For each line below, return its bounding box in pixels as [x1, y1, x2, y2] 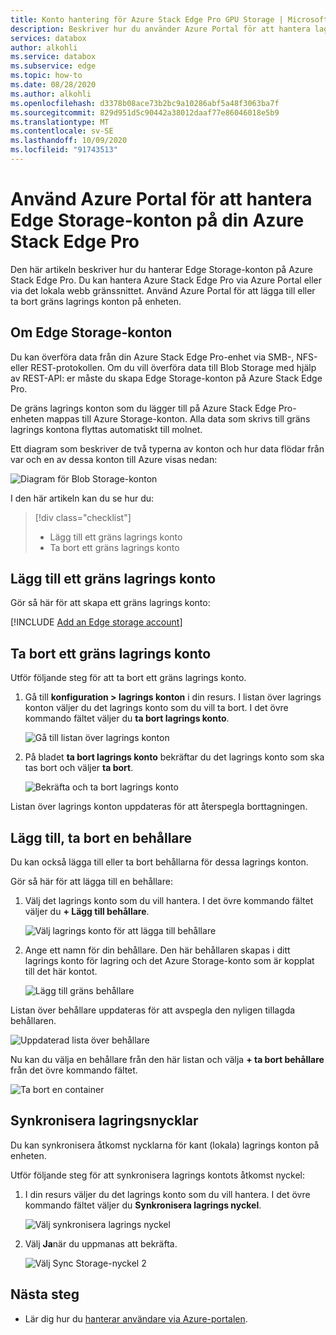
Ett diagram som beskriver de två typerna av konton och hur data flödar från [10, 442, 325, 455]
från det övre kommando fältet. [10, 1064, 138, 1076]
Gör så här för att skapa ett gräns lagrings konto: [10, 597, 211, 609]
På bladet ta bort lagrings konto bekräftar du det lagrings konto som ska [24, 751, 325, 763]
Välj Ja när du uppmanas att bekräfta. [24, 1237, 178, 1250]
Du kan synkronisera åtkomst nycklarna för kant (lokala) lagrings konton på [10, 1139, 320, 1151]
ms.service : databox [10, 52, 97, 62]
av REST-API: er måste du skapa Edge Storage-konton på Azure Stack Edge [10, 372, 323, 384]
